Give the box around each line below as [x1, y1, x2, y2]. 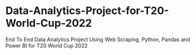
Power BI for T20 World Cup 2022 [5, 42, 88, 49]
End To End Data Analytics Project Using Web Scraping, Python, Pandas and [5, 36, 190, 43]
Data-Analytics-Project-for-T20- [5, 4, 170, 18]
